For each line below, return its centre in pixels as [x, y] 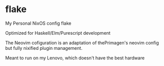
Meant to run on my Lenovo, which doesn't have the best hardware [75, 58]
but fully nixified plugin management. [44, 48]
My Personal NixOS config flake [38, 23]
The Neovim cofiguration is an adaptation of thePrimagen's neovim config [82, 43]
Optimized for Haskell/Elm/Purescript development [58, 33]
